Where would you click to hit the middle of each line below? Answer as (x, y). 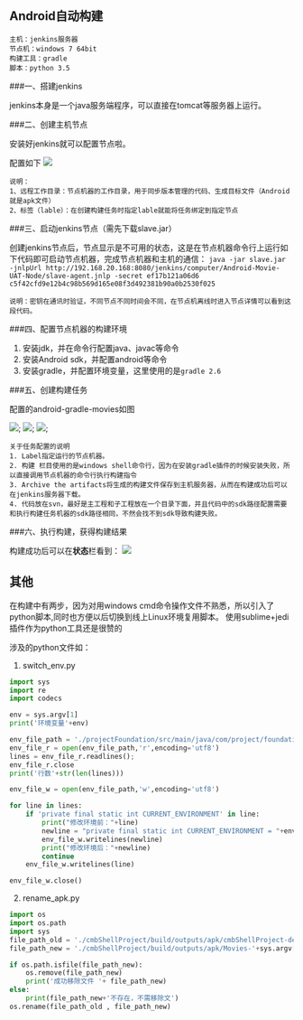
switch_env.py (49, 665)
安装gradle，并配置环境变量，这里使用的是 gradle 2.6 (122, 370)
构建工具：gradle (38, 58)
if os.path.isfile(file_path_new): (76, 965)
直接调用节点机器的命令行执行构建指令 (76, 475)
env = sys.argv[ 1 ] (44, 715)
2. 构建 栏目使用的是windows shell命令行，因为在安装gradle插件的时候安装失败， (147, 465)
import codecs (36, 698)
